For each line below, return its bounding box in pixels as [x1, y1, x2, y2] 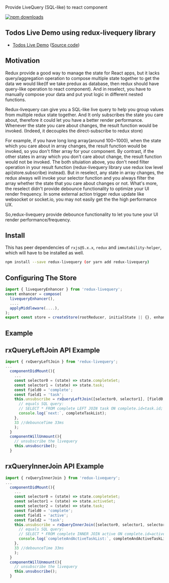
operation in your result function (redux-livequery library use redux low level [5, 164, 163, 170]
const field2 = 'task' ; [14, 518, 64, 523]
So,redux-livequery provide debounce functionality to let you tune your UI [5, 211, 158, 217]
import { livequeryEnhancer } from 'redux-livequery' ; [5, 287, 123, 292]
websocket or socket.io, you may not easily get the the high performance [5, 196, 157, 202]
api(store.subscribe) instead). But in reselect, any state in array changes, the [5, 170, 164, 176]
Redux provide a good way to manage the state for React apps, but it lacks [5, 70, 160, 76]
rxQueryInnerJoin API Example [5, 462, 104, 471]
